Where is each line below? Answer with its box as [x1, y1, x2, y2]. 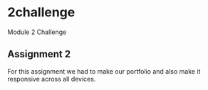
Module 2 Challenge [7, 28, 67, 36]
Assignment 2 [7, 48, 71, 60]
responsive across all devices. [7, 74, 96, 83]
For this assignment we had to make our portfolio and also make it [7, 67, 201, 75]
